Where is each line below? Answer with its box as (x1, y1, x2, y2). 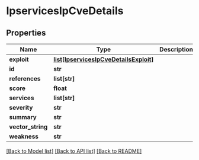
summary (9, 113, 37, 121)
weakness (9, 132, 39, 140)
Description (159, 46, 194, 53)
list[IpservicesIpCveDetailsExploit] (53, 55, 154, 63)
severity (9, 104, 33, 111)
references (9, 75, 41, 82)
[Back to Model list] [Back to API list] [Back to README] (6, 148, 142, 155)
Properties (6, 28, 46, 38)
